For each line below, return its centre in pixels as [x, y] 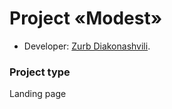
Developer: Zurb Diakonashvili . [87, 46]
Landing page [38, 94]
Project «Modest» [86, 18]
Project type [40, 72]
